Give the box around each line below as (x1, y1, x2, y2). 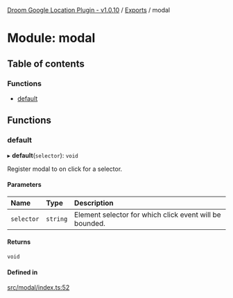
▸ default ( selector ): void (7, 151, 78, 159)
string (46, 215, 68, 223)
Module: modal (7, 31, 96, 46)
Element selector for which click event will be (74, 210, 221, 220)
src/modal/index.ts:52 (7, 283, 70, 292)
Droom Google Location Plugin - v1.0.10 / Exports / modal (7, 6, 171, 14)
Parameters (7, 181, 42, 189)
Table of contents (7, 58, 85, 69)
